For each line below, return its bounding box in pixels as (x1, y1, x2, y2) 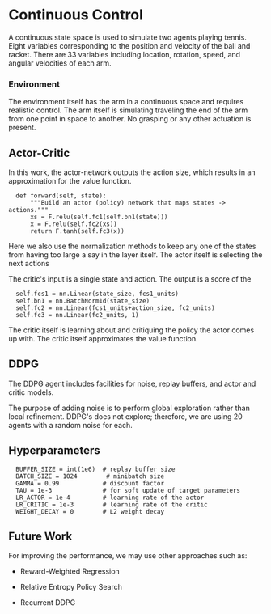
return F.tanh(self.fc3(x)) (29, 227, 125, 235)
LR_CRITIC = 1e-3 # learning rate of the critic (15, 500, 208, 509)
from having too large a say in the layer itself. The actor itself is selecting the (8, 250, 263, 260)
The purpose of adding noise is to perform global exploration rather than (8, 403, 251, 413)
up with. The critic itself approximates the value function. (8, 334, 198, 344)
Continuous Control (8, 6, 143, 24)
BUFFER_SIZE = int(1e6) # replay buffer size (15, 465, 176, 473)
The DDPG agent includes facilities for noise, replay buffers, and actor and (8, 379, 256, 388)
